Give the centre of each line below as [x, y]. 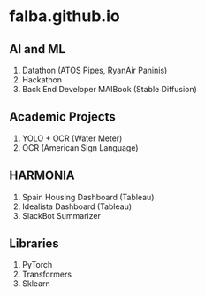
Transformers [47, 274]
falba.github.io [65, 16]
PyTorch [37, 265]
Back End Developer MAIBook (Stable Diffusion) [109, 89]
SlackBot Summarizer [61, 215]
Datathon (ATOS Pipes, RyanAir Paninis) [95, 70]
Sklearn [36, 284]
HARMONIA [42, 176]
